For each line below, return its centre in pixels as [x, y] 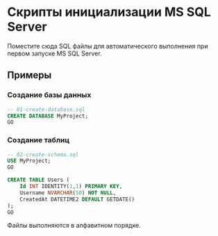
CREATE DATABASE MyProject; [48, 116]
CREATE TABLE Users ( [39, 180]
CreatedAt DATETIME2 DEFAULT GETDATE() [77, 199]
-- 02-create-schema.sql [43, 154]
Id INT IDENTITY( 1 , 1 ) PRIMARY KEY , [71, 187]
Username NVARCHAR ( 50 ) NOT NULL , [68, 193]
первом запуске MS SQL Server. [54, 53]
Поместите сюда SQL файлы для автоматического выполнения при [108, 46]
